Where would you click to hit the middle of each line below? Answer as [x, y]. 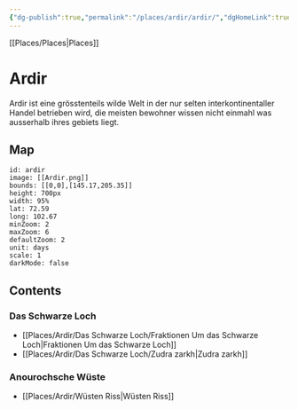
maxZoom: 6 [29, 233]
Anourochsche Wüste [58, 376]
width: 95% [29, 201]
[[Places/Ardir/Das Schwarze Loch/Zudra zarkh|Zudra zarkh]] [135, 354]
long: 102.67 [33, 217]
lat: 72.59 [29, 209]
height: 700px [35, 193]
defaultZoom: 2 [37, 240]
